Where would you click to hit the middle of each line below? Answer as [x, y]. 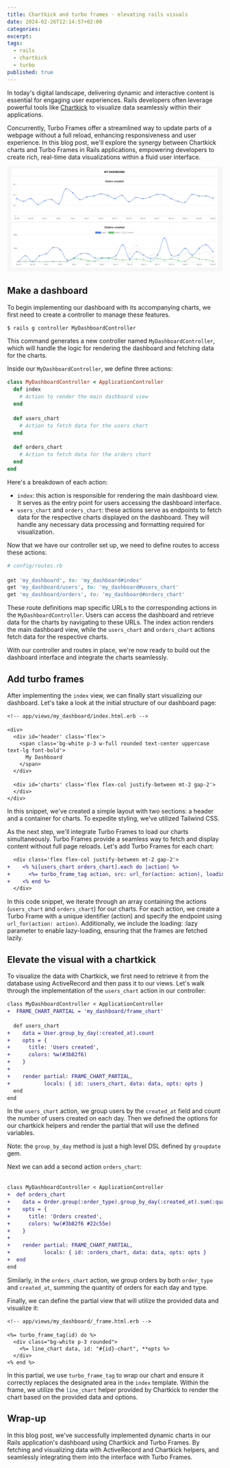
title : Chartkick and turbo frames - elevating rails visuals [98, 14]
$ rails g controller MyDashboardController [72, 328]
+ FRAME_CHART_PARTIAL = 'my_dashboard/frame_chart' [86, 1012]
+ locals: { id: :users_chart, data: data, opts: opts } [105, 1084]
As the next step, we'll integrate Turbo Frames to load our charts [98, 831]
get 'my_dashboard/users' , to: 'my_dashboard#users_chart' [93, 587]
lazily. [15, 938]
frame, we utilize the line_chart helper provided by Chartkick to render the [113, 1390]
